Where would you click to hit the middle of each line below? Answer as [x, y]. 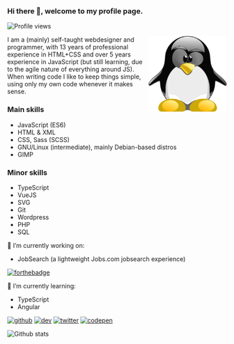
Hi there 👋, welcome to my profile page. [75, 11]
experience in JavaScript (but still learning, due [75, 62]
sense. [17, 92]
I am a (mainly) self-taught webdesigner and [71, 40]
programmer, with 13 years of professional [68, 47]
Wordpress [33, 217]
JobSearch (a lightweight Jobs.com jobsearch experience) [101, 259]
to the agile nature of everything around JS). [71, 70]
